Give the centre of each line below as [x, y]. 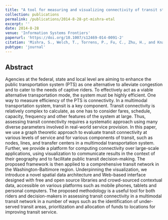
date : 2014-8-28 [22, 28]
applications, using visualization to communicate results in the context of [80, 153]
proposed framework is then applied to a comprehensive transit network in [82, 164]
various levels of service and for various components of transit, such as [79, 137]
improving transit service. [31, 212]
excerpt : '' [17, 24]
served [12, 207]
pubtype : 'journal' [25, 47]
